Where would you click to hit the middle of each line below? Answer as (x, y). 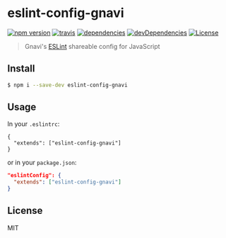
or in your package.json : (42, 163)
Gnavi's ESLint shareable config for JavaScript (92, 46)
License (25, 211)
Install (21, 69)
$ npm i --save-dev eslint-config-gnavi (68, 85)
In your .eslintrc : (34, 124)
